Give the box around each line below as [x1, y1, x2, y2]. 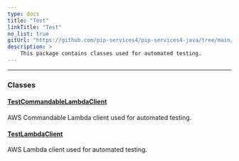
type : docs [7, 10, 40, 18]
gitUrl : [7, 37, 31, 44]
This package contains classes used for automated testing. [20, 50, 202, 57]
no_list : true [7, 30, 50, 38]
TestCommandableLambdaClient [7, 97, 107, 106]
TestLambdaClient [7, 129, 63, 138]
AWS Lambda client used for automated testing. [7, 145, 148, 154]
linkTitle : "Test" [7, 23, 62, 30]
